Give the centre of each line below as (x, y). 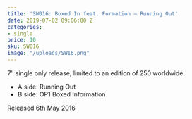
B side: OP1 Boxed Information (61, 94)
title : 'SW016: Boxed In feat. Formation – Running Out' (93, 14)
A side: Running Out (47, 87)
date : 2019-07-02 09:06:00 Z (50, 20)
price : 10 (22, 40)
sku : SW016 (23, 46)
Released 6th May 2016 (41, 108)
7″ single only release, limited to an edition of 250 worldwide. (96, 73)
